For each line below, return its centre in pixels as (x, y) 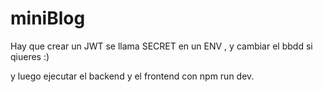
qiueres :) (30, 56)
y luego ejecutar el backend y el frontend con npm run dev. (132, 76)
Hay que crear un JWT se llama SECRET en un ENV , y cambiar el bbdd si (161, 46)
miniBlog (48, 18)
